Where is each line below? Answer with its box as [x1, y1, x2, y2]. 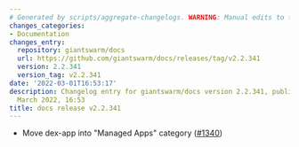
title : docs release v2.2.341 [9, 104, 122, 112]
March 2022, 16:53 [17, 95, 86, 104]
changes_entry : [9, 37, 66, 47]
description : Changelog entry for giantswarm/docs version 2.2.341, [9, 87, 269, 96]
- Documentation [9, 29, 69, 38]
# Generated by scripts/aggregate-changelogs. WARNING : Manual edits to [9, 12, 285, 22]
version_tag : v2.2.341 [17, 71, 101, 80]
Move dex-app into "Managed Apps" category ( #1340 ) [21, 128, 223, 138]
